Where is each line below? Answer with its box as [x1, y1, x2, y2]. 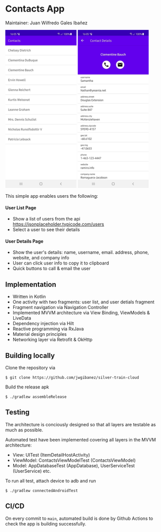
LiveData [12, 315, 31, 321]
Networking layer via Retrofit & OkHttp [12, 337, 93, 343]
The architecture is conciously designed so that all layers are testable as [5, 421, 156, 427]
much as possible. [5, 427, 44, 433]
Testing [5, 408, 30, 417]
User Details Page [5, 238, 44, 244]
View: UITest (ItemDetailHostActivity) [12, 452, 90, 458]
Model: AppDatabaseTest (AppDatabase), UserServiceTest [12, 462, 135, 468]
